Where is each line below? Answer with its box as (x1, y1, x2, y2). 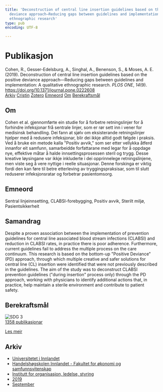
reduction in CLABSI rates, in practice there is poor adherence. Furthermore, (5, 240, 158, 246)
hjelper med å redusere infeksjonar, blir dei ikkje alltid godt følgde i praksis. (5, 135, 155, 141)
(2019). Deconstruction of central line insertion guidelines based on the (5, 71, 147, 78)
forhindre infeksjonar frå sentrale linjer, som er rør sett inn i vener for (5, 125, 142, 130)
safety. (5, 287, 19, 293)
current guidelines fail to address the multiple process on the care (5, 246, 137, 251)
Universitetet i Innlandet (12, 356, 60, 361)
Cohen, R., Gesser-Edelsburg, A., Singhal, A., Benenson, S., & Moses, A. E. (5, 67, 154, 72)
